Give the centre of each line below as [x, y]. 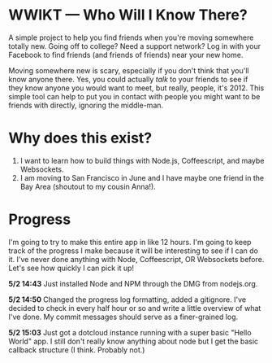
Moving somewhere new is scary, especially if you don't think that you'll [129, 70]
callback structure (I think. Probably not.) [77, 350]
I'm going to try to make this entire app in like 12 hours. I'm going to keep [130, 242]
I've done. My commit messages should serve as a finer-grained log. [123, 317]
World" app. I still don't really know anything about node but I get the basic [134, 341]
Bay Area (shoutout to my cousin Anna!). [88, 186]
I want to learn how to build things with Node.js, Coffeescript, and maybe [142, 160]
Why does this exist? [80, 138]
